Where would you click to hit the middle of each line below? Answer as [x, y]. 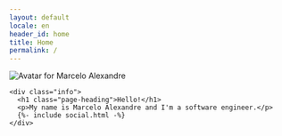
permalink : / [33, 51]
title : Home [31, 42]
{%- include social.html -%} [71, 116]
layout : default [39, 17]
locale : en [29, 26]
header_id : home [39, 34]
